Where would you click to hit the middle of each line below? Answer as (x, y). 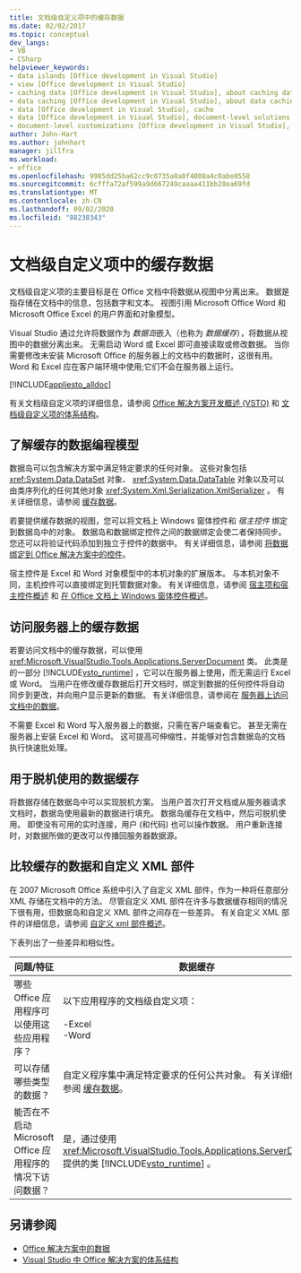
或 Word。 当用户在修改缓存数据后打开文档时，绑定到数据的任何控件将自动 (147, 684)
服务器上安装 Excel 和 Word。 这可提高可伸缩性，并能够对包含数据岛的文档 (147, 737)
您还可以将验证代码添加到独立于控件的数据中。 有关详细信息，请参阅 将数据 (149, 543)
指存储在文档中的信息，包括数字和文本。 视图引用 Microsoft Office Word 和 (148, 302)
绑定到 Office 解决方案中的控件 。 (70, 554)
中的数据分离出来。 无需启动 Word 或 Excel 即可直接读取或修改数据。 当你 (153, 344)
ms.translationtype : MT (54, 193)
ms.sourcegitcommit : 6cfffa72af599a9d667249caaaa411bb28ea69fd (130, 185)
